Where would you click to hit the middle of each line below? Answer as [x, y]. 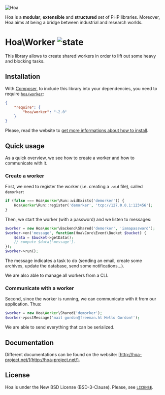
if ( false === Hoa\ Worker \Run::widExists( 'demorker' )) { [65, 201]
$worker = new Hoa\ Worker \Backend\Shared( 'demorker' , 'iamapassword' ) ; [80, 228]
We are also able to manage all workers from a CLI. [57, 275]
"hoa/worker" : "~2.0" [45, 112]
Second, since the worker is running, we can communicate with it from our [81, 299]
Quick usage [25, 146]
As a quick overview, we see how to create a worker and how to [70, 158]
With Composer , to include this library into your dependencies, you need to [81, 88]
